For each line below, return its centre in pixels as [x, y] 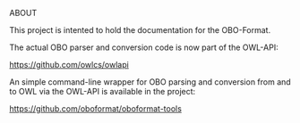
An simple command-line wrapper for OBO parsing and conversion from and [150, 82]
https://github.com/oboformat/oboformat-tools [95, 109]
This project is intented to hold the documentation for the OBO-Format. [140, 30]
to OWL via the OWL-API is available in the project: [103, 91]
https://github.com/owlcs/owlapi [69, 65]
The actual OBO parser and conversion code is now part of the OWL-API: [144, 47]
